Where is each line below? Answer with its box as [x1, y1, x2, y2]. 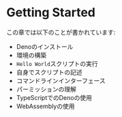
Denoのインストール [16, 42, 74, 50]
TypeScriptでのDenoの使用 [16, 93, 93, 101]
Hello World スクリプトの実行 [16, 59, 98, 67]
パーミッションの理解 [16, 85, 76, 93]
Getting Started [6, 5, 96, 20]
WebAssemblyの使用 [16, 102, 75, 110]
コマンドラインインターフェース [16, 76, 106, 84]
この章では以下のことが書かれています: [6, 28, 116, 36]
